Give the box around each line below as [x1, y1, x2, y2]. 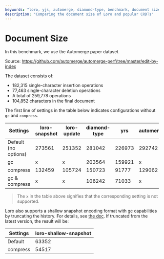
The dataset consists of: [5, 73, 54, 79]
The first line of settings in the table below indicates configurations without [5, 108, 156, 113]
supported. [17, 198, 40, 204]
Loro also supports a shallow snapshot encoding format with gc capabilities [5, 208, 157, 214]
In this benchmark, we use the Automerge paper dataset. [5, 49, 120, 55]
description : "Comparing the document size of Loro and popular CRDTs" [5, 12, 154, 17]
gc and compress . [5, 113, 39, 119]
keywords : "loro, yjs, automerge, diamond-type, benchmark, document [5, 7, 150, 12]
